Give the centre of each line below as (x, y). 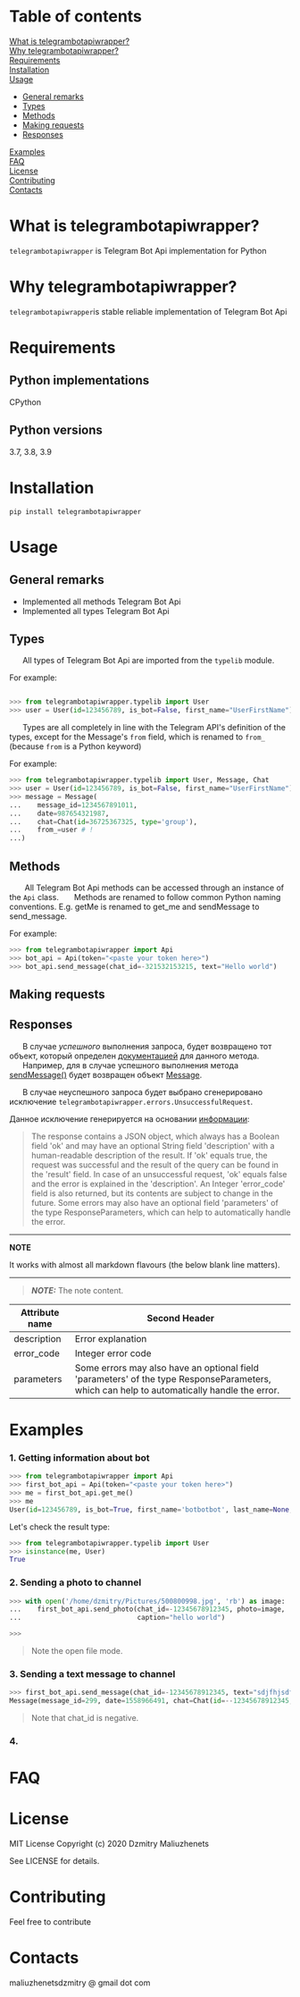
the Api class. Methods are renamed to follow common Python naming (145, 897)
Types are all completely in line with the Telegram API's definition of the (154, 728)
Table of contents (76, 17)
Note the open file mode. (77, 1651)
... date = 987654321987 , (59, 813)
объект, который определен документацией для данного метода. (134, 1056)
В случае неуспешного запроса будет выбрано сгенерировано (142, 1091)
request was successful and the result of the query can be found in (155, 1165)
